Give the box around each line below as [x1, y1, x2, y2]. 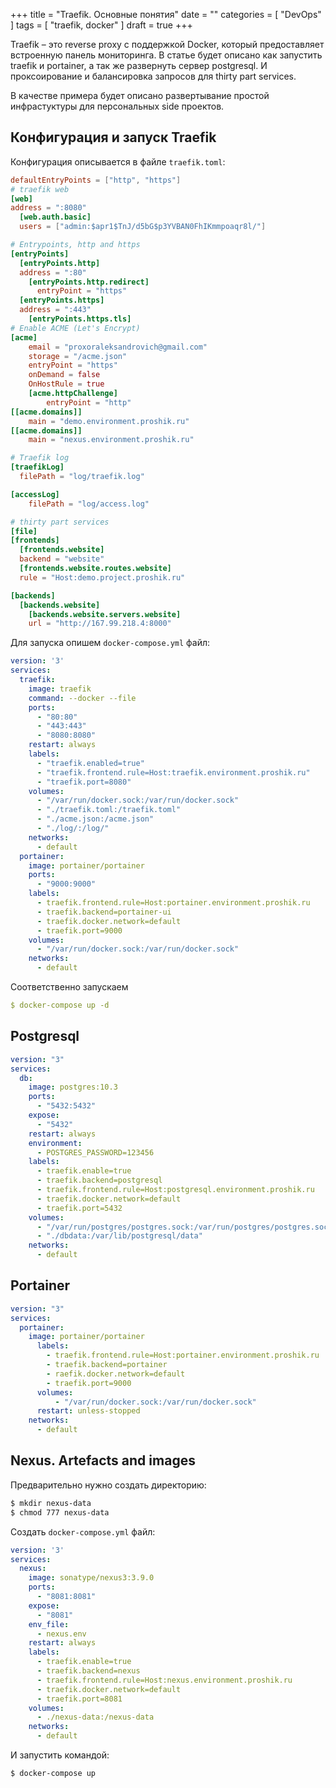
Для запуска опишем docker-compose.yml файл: [10, 637, 211, 649]
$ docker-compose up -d [10, 1000, 110, 1011]
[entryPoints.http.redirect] [28, 277, 150, 287]
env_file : [28, 1619, 70, 1629]
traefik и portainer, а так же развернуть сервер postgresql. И [10, 60, 268, 71]
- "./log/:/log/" [36, 824, 110, 834]
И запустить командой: [10, 1749, 110, 1761]
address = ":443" [19, 305, 92, 315]
